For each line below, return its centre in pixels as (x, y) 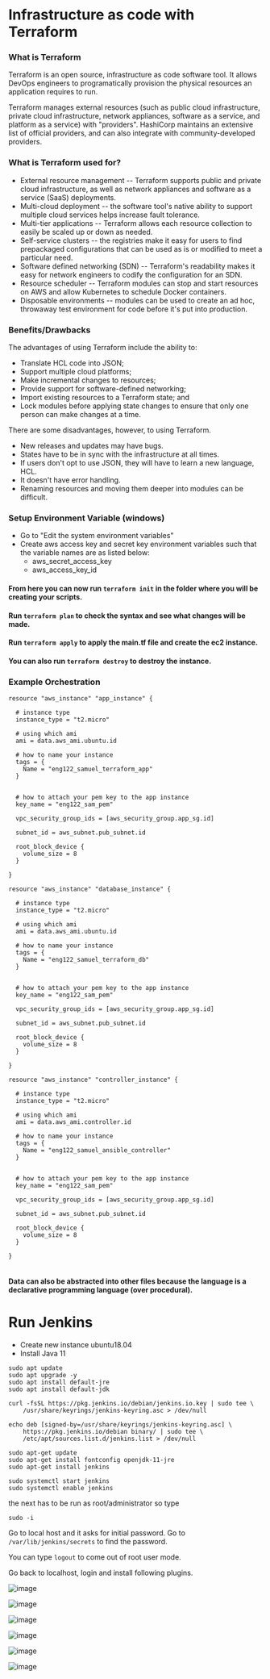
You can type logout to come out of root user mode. (95, 1557)
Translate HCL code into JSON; (72, 363)
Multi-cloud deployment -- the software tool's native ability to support (136, 206)
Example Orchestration (54, 682)
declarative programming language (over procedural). (101, 1289)
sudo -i (21, 1518)
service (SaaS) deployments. (68, 197)
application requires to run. (53, 92)
